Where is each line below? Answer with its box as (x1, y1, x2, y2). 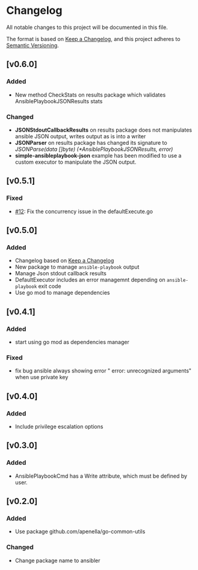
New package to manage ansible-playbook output (14, 263, 140, 271)
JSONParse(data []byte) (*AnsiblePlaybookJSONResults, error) (14, 146, 173, 153)
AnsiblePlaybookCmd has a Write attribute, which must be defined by (14, 472, 188, 479)
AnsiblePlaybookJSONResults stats (14, 97, 103, 104)
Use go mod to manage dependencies (14, 289, 110, 296)
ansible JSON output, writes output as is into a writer (14, 132, 146, 139)
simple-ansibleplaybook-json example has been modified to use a (14, 152, 182, 159)
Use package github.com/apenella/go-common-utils (14, 528, 146, 535)
